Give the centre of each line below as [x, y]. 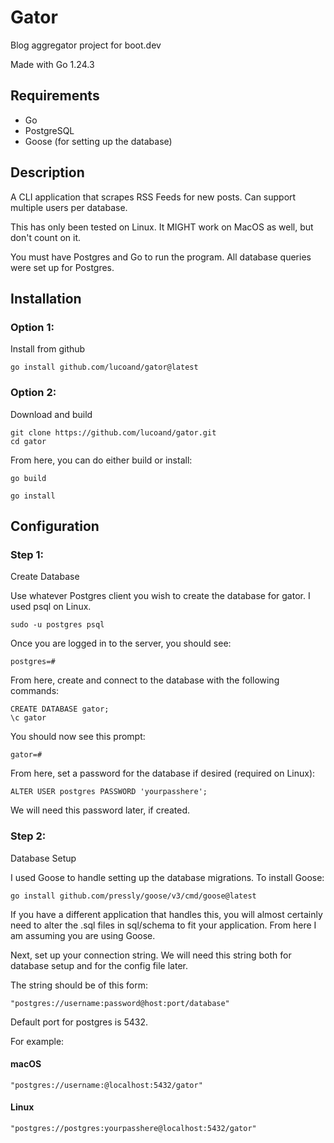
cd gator [28, 441]
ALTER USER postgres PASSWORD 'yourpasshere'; [109, 792]
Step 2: [28, 836]
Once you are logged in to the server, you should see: [121, 643]
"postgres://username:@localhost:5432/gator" [106, 1085]
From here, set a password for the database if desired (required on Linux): [163, 773]
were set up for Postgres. [62, 267]
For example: [37, 1041]
